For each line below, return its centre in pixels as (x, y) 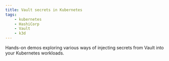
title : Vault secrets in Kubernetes (44, 10)
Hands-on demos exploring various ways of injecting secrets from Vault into (85, 48)
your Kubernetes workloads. (35, 53)
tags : (11, 15)
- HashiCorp (27, 24)
